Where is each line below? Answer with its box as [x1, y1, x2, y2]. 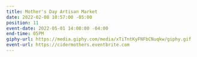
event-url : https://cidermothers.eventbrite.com [6, 42, 130, 48]
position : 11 [6, 20, 39, 26]
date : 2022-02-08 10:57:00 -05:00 [6, 14, 93, 20]
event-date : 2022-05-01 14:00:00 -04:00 [6, 25, 109, 31]
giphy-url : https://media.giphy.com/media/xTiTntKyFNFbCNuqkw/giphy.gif [6, 36, 192, 42]
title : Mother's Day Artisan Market [6, 8, 98, 15]
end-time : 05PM [6, 31, 44, 37]
